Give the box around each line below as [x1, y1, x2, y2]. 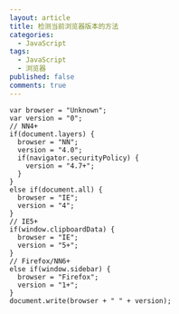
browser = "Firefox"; [17, 272, 99, 281]
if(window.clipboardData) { [9, 224, 116, 234]
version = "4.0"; [17, 145, 83, 154]
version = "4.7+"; [25, 161, 95, 171]
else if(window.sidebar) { [9, 264, 111, 273]
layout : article [9, 13, 71, 23]
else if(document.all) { [9, 185, 103, 194]
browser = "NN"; [17, 137, 79, 146]
